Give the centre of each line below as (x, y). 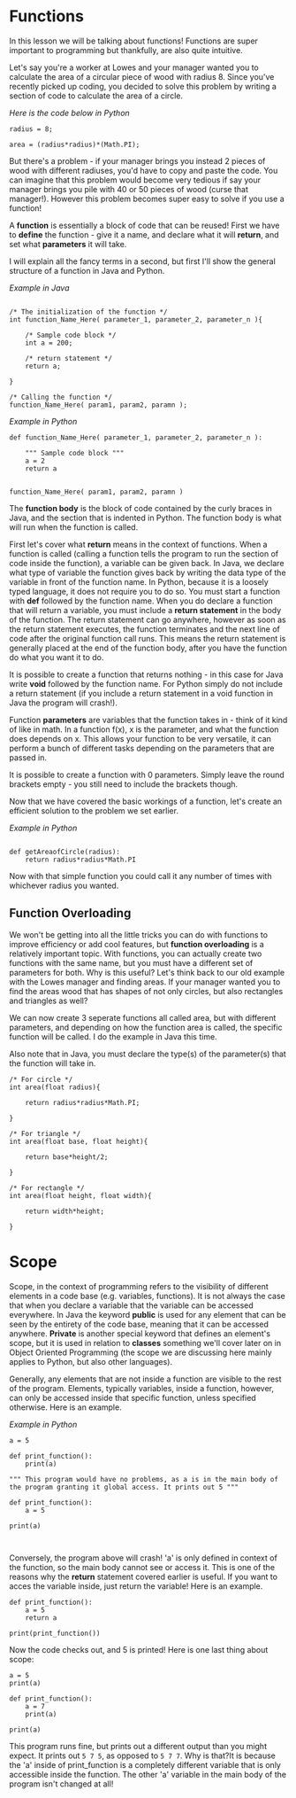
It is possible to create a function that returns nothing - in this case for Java (146, 674)
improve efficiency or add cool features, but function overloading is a (137, 944)
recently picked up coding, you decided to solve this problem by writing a (143, 86)
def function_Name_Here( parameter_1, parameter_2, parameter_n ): (136, 437)
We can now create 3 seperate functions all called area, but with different (143, 1017)
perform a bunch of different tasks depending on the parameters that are (142, 748)
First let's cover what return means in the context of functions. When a (138, 544)
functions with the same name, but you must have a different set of (131, 962)
